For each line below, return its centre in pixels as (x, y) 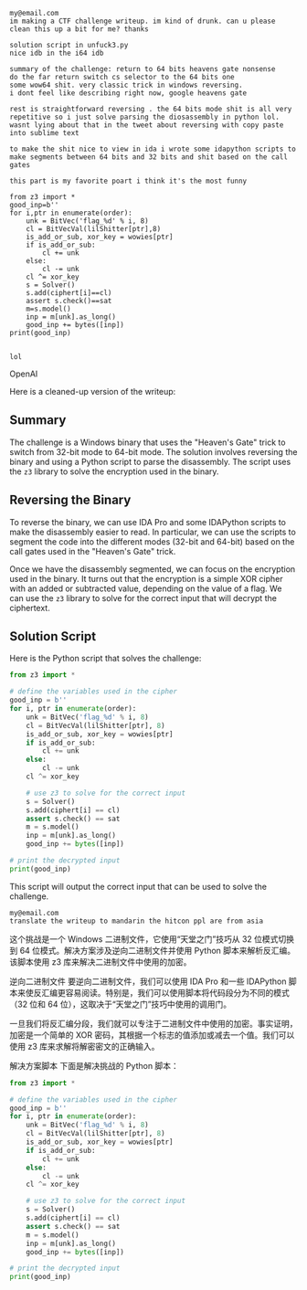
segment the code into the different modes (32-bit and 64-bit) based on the (152, 541)
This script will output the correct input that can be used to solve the (138, 886)
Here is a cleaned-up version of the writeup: (93, 391)
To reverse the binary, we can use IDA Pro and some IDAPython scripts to (148, 522)
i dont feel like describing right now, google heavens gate (128, 93)
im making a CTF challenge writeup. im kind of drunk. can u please (143, 21)
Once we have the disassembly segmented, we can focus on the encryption (153, 569)
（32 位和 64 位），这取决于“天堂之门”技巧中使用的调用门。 (121, 1004)
